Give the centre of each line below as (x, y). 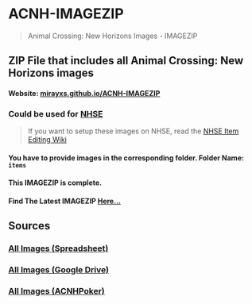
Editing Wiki (47, 140)
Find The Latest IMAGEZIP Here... (65, 201)
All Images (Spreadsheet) (58, 248)
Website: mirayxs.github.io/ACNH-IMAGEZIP (84, 93)
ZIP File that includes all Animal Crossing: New (126, 61)
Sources (29, 226)
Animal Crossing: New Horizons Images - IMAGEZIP (112, 36)
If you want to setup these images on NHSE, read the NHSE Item (133, 131)
